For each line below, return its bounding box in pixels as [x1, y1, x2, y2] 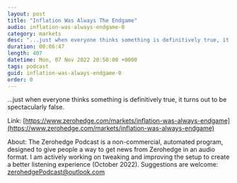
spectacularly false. [7, 103, 65, 112]
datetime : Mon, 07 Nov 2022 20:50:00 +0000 [7, 57, 138, 64]
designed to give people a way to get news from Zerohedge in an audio [7, 146, 216, 154]
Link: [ [7, 117, 26, 125]
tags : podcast [7, 63, 50, 70]
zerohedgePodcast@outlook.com [7, 167, 105, 177]
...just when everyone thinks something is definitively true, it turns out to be [7, 95, 227, 104]
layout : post [7, 10, 46, 18]
